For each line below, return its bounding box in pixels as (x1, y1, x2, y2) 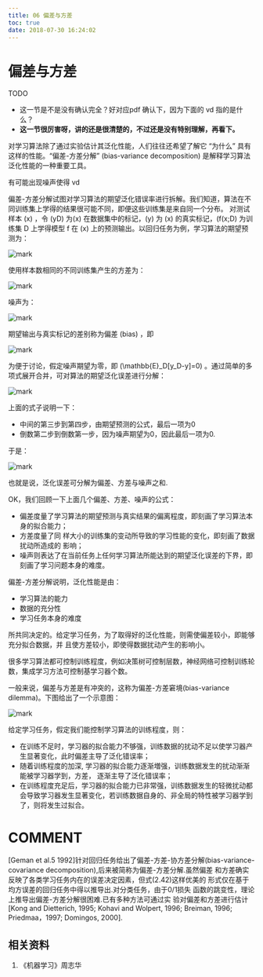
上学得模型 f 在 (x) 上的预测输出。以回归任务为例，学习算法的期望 (30, 224, 242, 233)
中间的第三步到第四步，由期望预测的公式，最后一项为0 (19, 419, 196, 429)
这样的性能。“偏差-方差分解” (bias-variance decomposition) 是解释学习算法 (8, 151, 250, 161)
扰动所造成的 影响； (19, 541, 84, 551)
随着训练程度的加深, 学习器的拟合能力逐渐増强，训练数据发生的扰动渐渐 (19, 761, 250, 770)
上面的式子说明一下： (8, 403, 77, 412)
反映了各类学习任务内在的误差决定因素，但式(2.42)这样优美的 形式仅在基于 (8, 875, 250, 884)
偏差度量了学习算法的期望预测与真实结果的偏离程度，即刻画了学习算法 (19, 511, 247, 521)
